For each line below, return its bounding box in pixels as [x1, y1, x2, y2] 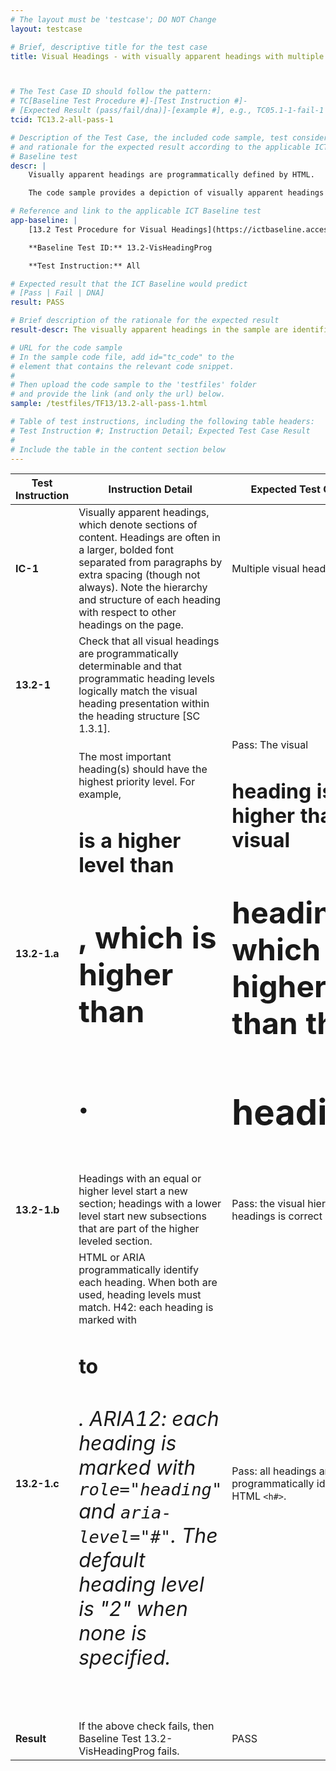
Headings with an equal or [78, 1172, 202, 1186]
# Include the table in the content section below [10, 444, 226, 455]
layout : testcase [10, 24, 83, 34]
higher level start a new [78, 1184, 188, 1198]
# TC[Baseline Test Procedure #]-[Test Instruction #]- [10, 96, 248, 106]
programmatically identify [78, 1263, 200, 1277]
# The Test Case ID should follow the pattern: [10, 87, 213, 97]
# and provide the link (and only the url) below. [10, 389, 226, 400]
